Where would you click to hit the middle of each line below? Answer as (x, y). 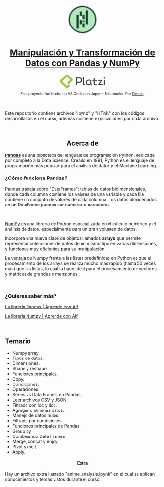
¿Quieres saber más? (31, 296)
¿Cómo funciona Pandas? (36, 178)
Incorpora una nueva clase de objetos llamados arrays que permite (73, 238)
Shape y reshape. (30, 368)
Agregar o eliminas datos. (38, 410)
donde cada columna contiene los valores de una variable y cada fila (75, 194)
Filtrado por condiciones (37, 420)
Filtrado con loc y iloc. (35, 405)
